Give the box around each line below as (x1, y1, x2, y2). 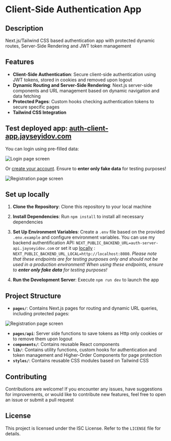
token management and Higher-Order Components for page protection (12, 352, 162, 358)
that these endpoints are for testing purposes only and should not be (12, 256, 158, 262)
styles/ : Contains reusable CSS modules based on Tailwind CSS (12, 358, 149, 364)
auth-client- (69, 124, 109, 133)
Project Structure (5, 291, 61, 300)
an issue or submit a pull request (5, 397, 74, 403)
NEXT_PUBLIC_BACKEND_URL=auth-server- (76, 241, 159, 246)
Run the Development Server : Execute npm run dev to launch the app (12, 277, 159, 283)
